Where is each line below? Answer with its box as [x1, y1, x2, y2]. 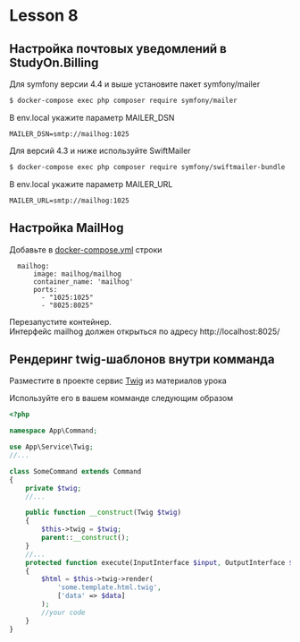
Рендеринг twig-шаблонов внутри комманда [9, 351, 275, 367]
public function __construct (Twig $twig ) [25, 508, 181, 518]
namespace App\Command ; [9, 426, 98, 435]
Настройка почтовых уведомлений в [9, 41, 228, 56]
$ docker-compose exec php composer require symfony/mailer [9, 96, 238, 105]
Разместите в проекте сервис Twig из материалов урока [9, 375, 228, 386]
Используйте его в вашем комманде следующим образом [9, 393, 234, 404]
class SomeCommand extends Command [9, 467, 142, 475]
